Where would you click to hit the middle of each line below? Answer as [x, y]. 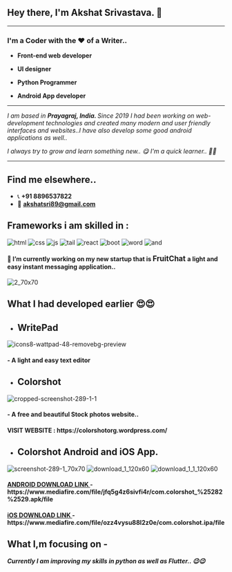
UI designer [34, 69]
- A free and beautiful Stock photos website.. [73, 414]
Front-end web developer [54, 55]
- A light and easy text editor [49, 360]
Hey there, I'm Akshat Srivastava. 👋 [85, 13]
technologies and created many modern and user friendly [128, 123]
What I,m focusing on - [58, 544]
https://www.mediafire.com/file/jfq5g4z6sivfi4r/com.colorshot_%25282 [115, 492]
